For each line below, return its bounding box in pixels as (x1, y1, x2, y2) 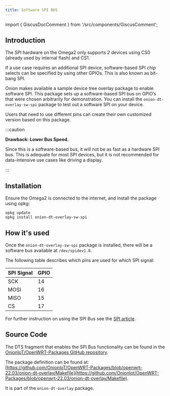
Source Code (5, 331, 47, 339)
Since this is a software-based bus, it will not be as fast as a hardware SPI (5, 146, 160, 152)
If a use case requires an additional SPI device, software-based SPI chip (5, 64, 156, 71)
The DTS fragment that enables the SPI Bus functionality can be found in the (5, 344, 165, 350)
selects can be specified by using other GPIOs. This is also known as (5, 70, 150, 76)
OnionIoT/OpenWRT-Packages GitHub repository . (5, 349, 109, 355)
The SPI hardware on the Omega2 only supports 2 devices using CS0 (5, 49, 151, 56)
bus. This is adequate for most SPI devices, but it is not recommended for (5, 152, 159, 158)
